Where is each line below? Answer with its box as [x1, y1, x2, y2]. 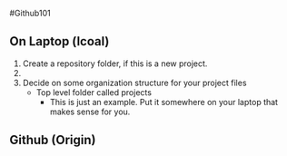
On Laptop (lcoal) [9, 34, 110, 49]
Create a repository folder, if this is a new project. [22, 58, 208, 69]
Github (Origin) [9, 132, 96, 148]
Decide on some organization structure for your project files [22, 77, 247, 88]
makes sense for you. [49, 106, 131, 117]
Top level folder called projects [35, 86, 153, 98]
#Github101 [9, 8, 52, 18]
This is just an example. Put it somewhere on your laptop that [49, 96, 279, 107]
